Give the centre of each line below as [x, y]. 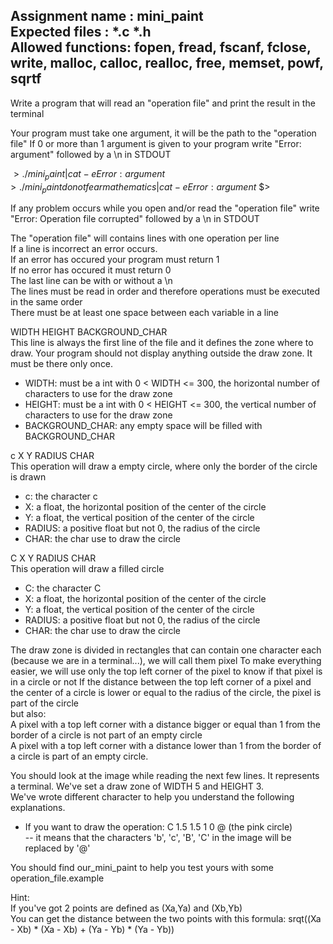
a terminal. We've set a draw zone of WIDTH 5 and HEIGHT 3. [137, 786]
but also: [28, 714]
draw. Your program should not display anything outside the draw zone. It [161, 353]
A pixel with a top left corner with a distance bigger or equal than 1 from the [165, 725]
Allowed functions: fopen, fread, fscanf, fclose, [161, 47]
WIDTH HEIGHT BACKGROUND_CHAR [89, 332]
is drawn [28, 477]
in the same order [46, 302]
